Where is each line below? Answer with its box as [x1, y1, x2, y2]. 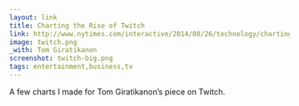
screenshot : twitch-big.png [9, 54, 114, 63]
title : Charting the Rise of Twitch [9, 21, 145, 30]
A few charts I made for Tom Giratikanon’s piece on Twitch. [9, 86, 226, 97]
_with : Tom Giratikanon [9, 46, 98, 55]
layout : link [9, 12, 58, 22]
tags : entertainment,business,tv [9, 63, 133, 72]
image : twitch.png [9, 37, 77, 47]
